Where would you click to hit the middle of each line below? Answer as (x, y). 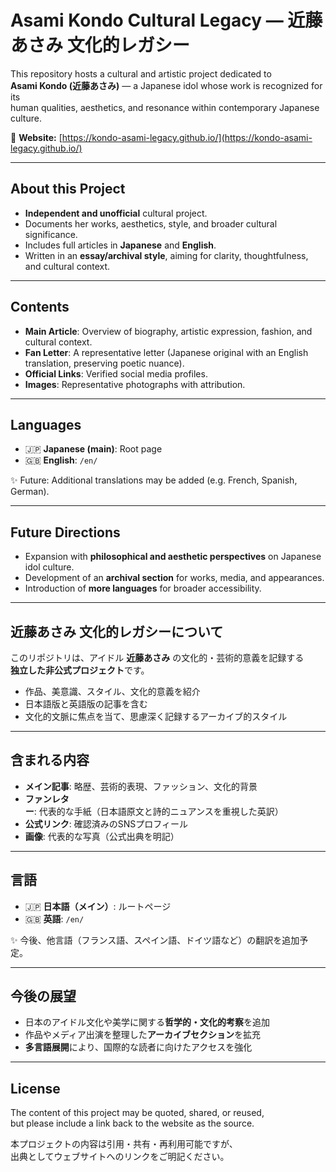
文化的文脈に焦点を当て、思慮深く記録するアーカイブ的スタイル (156, 716)
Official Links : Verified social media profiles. (116, 373)
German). (30, 492)
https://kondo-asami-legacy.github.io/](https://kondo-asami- (187, 137)
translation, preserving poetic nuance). (104, 363)
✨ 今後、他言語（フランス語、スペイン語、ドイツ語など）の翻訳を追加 (155, 940)
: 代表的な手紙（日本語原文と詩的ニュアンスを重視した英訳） (158, 811)
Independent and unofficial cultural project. (116, 213)
